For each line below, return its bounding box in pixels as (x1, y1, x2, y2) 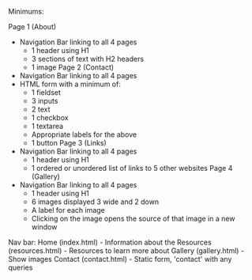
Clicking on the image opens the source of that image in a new (31, 214, 235, 223)
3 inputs (31, 96, 58, 105)
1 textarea (31, 122, 64, 131)
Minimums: (8, 7, 44, 16)
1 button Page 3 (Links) (31, 138, 107, 147)
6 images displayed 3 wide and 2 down (31, 197, 160, 206)
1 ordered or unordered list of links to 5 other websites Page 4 (31, 164, 233, 172)
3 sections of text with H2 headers (31, 55, 145, 63)
